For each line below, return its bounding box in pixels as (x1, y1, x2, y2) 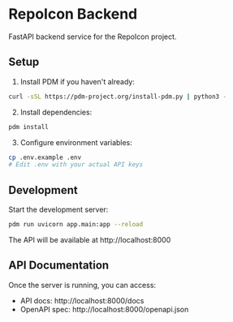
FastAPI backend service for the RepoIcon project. (8, 32, 177, 41)
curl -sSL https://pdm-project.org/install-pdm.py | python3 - (8, 92, 227, 101)
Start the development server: (8, 204, 109, 215)
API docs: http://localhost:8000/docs (19, 295, 145, 305)
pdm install (8, 122, 49, 131)
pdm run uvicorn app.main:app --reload (8, 221, 144, 229)
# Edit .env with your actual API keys (8, 161, 144, 169)
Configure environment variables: (19, 137, 132, 147)
